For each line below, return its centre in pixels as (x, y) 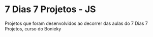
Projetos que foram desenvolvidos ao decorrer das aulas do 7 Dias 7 (76, 23)
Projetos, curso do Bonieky (33, 28)
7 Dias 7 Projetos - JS (50, 9)
